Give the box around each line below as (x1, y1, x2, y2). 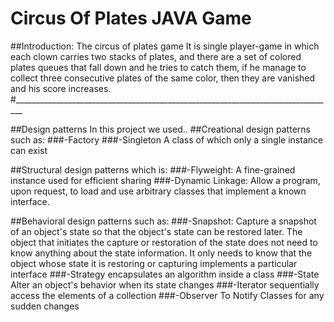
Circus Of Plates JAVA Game (10, 7, 252, 30)
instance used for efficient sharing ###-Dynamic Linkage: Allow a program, (10, 174, 321, 186)
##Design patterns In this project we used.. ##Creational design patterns (10, 123, 311, 135)
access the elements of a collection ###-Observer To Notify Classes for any (10, 289, 325, 301)
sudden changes (10, 300, 80, 312)
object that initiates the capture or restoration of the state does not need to (10, 236, 318, 248)
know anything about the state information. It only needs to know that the (10, 247, 313, 259)
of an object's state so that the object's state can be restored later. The (10, 225, 303, 237)
